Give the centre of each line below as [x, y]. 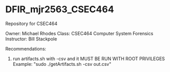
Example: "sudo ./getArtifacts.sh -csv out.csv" [62, 64]
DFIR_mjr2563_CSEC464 [60, 9]
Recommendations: [26, 49]
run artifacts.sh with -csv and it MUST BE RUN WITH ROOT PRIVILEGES [89, 58]
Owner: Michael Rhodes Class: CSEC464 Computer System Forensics [79, 33]
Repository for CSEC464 [31, 23]
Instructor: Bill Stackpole [31, 39]
